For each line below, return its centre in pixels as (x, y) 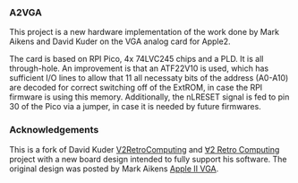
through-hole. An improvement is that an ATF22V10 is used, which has (139, 68)
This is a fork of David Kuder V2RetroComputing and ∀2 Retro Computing (145, 149)
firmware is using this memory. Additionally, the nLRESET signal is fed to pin (149, 97)
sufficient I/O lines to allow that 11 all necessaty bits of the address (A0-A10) (149, 78)
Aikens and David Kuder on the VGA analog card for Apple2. (120, 41)
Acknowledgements (54, 130)
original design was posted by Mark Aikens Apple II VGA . (114, 169)
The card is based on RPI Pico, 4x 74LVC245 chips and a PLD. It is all (136, 59)
